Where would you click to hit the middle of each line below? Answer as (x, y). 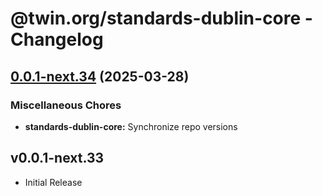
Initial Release (53, 182)
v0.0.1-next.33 (57, 158)
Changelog (57, 39)
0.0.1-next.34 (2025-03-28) (100, 76)
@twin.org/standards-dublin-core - (161, 18)
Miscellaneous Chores (66, 105)
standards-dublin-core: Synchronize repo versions (131, 126)
